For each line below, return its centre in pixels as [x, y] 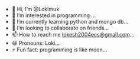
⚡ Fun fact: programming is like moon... [59, 50]
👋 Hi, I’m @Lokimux [35, 9]
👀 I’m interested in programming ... [54, 15]
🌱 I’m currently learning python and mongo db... [70, 22]
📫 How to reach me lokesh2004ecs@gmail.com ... [73, 35]
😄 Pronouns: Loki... [36, 43]
